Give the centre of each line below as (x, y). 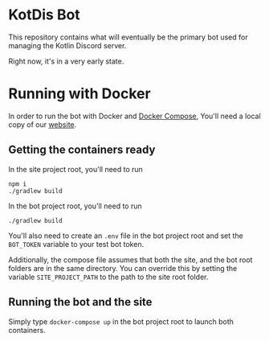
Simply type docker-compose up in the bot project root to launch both (121, 321)
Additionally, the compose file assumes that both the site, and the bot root (130, 260)
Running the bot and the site (80, 302)
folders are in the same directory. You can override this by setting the (123, 268)
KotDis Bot (44, 15)
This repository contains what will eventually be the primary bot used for (128, 37)
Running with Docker (79, 94)
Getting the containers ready (82, 150)
